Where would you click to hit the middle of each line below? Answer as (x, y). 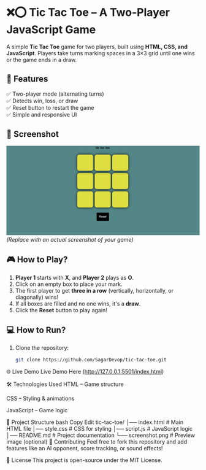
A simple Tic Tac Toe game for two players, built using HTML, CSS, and (97, 47)
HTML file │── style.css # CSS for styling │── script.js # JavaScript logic (100, 429)
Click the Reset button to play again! (61, 310)
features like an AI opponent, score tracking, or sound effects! (85, 449)
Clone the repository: (42, 348)
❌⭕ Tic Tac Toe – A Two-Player (88, 13)
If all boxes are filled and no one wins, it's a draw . (78, 303)
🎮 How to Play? (37, 260)
